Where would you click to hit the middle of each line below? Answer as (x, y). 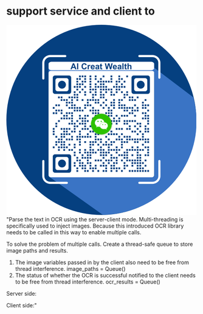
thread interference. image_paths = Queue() (70, 268)
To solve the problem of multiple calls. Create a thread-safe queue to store (100, 244)
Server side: (22, 293)
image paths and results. (37, 250)
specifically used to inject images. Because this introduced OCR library (95, 226)
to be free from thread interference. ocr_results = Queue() (88, 282)
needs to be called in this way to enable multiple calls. (74, 232)
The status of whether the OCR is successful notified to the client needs (105, 275)
